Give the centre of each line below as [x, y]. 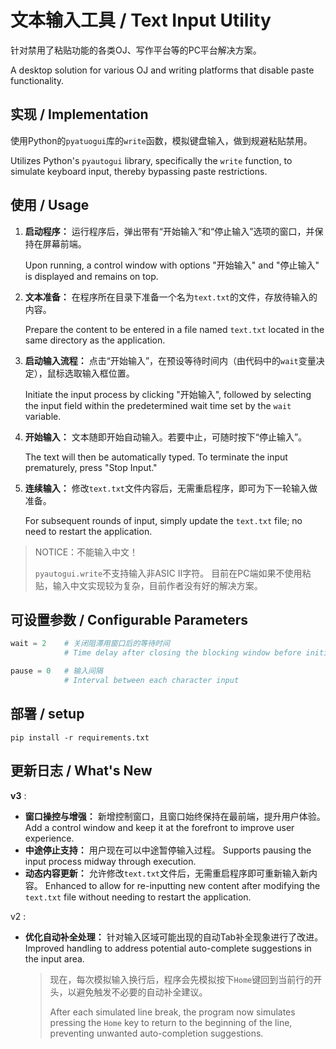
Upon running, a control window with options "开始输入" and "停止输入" [172, 265]
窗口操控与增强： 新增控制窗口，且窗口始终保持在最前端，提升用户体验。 [175, 816]
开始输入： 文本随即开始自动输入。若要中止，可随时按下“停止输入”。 [166, 437]
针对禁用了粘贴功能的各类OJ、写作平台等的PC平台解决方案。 [136, 50]
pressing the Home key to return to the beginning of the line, [171, 1022]
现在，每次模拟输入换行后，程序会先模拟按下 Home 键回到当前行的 [181, 979]
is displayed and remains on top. [91, 276]
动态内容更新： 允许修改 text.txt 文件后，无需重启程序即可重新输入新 [167, 873]
